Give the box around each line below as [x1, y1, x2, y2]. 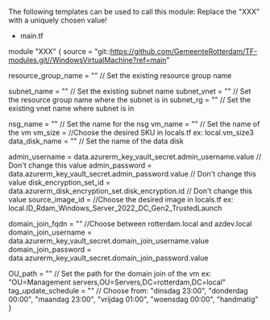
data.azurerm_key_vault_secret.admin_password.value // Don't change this [8, 169, 256, 178]
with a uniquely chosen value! [8, 15, 107, 25]
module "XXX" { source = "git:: [8, 47, 110, 56]
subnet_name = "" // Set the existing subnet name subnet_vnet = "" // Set [8, 86, 251, 96]
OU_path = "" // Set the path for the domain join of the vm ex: [8, 269, 212, 278]
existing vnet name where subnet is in [8, 104, 135, 113]
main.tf [19, 31, 44, 40]
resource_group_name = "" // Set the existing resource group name [8, 71, 232, 80]
